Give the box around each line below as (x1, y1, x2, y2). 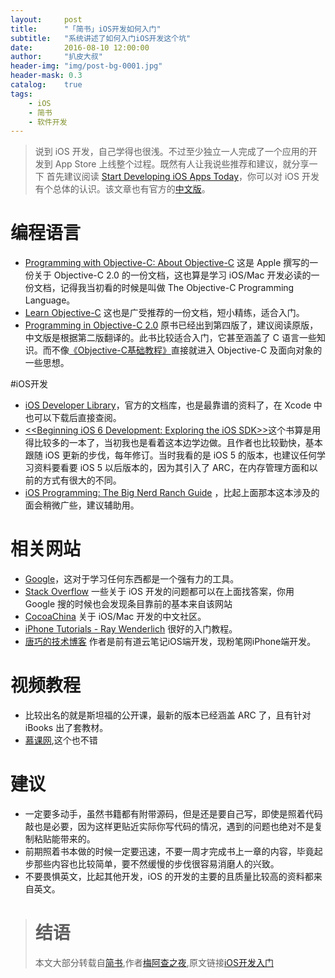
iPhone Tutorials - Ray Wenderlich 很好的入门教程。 (24, 623, 238, 635)
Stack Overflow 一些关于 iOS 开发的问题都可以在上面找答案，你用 (24, 586, 295, 598)
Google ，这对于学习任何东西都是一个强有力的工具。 (24, 573, 240, 585)
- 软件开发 (28, 117, 68, 127)
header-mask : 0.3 (10, 71, 83, 81)
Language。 (24, 294, 76, 306)
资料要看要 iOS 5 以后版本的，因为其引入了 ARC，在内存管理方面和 (33, 462, 310, 474)
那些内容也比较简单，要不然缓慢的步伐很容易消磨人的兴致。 (33, 858, 280, 870)
